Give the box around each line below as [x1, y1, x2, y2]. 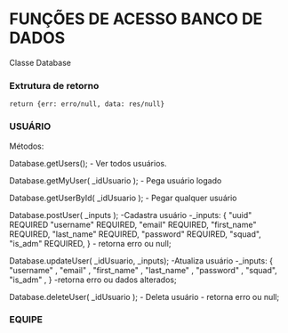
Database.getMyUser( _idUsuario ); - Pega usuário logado [9, 175, 222, 186]
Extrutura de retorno [9, 79, 100, 92]
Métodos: [9, 141, 44, 151]
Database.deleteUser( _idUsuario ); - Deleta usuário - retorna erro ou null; [9, 291, 280, 302]
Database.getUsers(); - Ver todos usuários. [9, 158, 167, 168]
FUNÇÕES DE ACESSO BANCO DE [9, 9, 263, 29]
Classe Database [9, 57, 71, 68]
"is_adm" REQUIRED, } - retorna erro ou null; [9, 238, 172, 248]
